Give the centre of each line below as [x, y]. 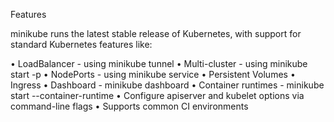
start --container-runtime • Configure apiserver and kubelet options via [157, 95]
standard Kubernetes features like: [81, 44]
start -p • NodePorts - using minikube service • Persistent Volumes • [153, 74]
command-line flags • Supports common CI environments [129, 106]
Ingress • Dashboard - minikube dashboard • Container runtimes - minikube [167, 85]
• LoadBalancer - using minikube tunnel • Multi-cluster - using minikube [159, 63]
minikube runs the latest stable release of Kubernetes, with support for [156, 33]
